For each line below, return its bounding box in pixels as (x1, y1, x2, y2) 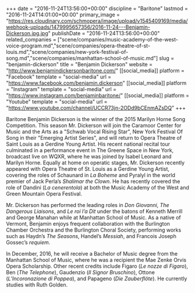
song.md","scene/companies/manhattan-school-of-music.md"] (6, 55, 158, 61)
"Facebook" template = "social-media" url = (6, 73, 112, 80)
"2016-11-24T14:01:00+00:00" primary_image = (6, 11, 120, 18)
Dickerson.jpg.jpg (6, 30, 48, 37)
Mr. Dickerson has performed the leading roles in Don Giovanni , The (6, 202, 169, 208)
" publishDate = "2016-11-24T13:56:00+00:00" (48, 30, 160, 37)
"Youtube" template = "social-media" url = (6, 98, 108, 105)
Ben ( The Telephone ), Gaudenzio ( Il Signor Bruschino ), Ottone (6, 269, 155, 275)
